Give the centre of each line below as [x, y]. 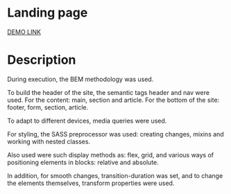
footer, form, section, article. [48, 107]
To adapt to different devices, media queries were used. [87, 121]
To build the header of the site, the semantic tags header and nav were [109, 92]
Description [42, 60]
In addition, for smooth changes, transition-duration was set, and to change [115, 175]
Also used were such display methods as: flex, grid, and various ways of [111, 155]
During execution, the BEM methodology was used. [80, 79]
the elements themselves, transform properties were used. [91, 183]
